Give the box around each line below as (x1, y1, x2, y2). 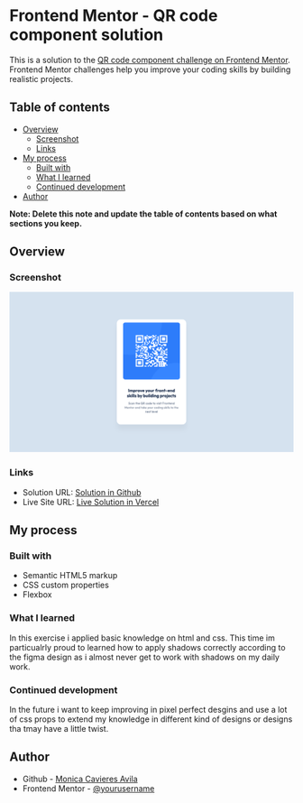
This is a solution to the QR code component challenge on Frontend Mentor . (9, 54, 290, 65)
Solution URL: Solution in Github (22, 486, 142, 497)
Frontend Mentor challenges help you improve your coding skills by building (9, 64, 291, 75)
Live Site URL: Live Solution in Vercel (22, 496, 160, 507)
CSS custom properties (22, 579, 110, 591)
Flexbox (22, 589, 52, 600)
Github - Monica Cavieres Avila (22, 773, 138, 784)
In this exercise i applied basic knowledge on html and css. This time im (9, 632, 275, 643)
